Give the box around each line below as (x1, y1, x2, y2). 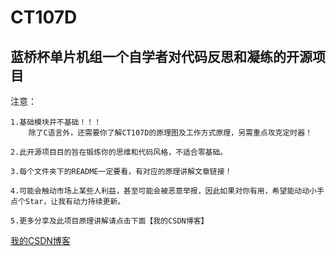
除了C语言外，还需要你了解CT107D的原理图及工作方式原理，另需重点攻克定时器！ (28, 128, 313, 138)
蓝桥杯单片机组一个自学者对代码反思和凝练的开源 (10, 48, 313, 65)
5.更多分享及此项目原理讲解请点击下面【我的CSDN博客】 (10, 216, 209, 226)
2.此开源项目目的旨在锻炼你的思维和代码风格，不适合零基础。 (10, 147, 228, 157)
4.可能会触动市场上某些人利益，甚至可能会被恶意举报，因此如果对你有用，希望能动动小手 (10, 186, 325, 196)
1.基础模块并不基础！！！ (10, 117, 102, 127)
